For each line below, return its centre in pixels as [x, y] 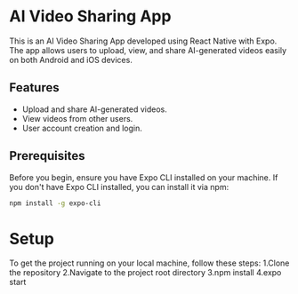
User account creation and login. [82, 128]
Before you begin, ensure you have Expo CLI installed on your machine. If [144, 177]
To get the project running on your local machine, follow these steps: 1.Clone [149, 263]
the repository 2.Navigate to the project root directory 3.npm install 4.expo [145, 273]
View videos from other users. [77, 118]
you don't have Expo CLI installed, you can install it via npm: [119, 187]
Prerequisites [47, 156]
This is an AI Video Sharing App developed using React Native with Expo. [143, 41]
